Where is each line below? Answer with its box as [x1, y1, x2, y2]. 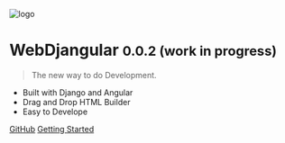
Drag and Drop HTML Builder [22, 96, 131, 107]
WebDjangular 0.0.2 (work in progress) [9, 40, 278, 60]
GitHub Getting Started [9, 123, 95, 134]
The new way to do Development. [31, 69, 157, 80]
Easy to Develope [22, 106, 88, 117]
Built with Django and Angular [22, 86, 133, 98]
